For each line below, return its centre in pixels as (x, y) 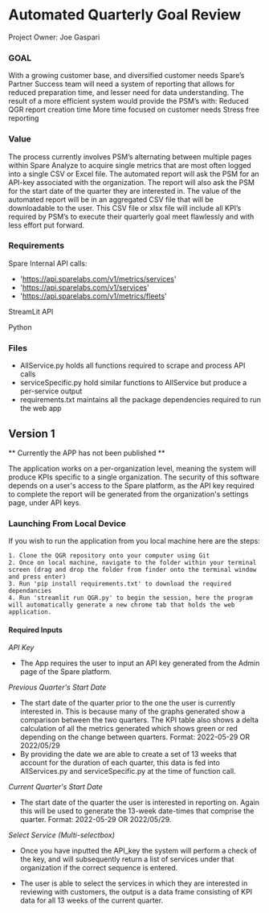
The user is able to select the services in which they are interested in (134, 883)
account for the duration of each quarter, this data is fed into (120, 763)
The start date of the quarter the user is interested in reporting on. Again (139, 803)
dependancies (30, 591)
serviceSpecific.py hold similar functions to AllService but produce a (133, 383)
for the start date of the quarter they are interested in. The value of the (125, 191)
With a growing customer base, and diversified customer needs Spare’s (126, 76)
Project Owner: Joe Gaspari (54, 37)
